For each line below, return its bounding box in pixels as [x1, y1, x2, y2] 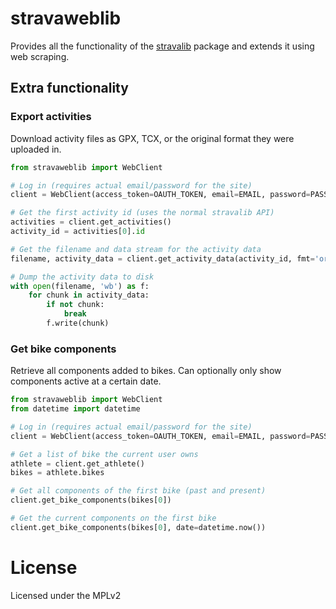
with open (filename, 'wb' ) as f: [10, 281, 150, 291]
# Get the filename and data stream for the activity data [10, 244, 262, 254]
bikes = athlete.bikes [10, 468, 105, 478]
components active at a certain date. [10, 375, 162, 387]
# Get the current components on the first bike [10, 513, 217, 524]
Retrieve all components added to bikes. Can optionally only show [10, 365, 282, 377]
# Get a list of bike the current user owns [10, 449, 199, 459]
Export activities [10, 110, 92, 124]
